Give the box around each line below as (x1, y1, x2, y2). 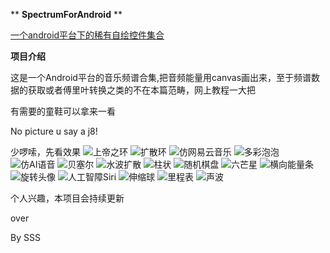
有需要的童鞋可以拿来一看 (10, 105, 116, 117)
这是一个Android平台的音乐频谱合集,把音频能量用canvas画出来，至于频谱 (10, 72, 312, 83)
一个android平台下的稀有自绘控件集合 (10, 29, 165, 41)
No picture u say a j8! (10, 125, 98, 137)
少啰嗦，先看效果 (10, 146, 81, 158)
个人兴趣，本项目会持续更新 (10, 192, 125, 204)
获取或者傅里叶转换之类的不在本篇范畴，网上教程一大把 (27, 84, 256, 96)
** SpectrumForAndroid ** (10, 9, 123, 20)
